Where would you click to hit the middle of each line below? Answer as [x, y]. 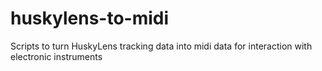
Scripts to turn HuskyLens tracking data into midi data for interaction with [161, 46]
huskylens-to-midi [90, 18]
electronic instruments [56, 56]
